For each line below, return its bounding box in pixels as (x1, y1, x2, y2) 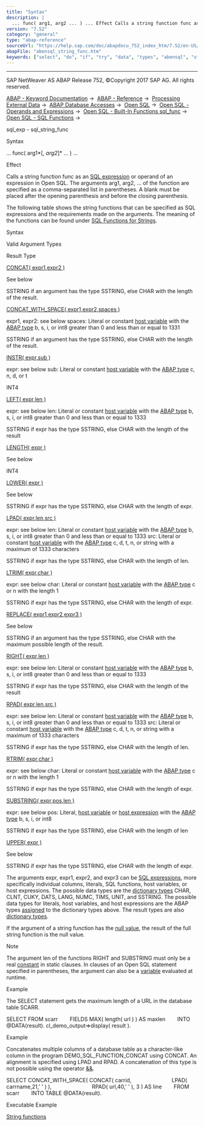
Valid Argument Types (6, 240, 62, 248)
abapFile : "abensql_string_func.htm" (6, 49, 102, 55)
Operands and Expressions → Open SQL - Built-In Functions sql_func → (6, 107, 188, 115)
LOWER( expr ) (6, 479, 44, 486)
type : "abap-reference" (6, 37, 67, 43)
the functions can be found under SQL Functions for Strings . (6, 217, 158, 224)
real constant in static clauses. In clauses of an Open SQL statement (6, 960, 177, 968)
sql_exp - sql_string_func (6, 126, 69, 133)
